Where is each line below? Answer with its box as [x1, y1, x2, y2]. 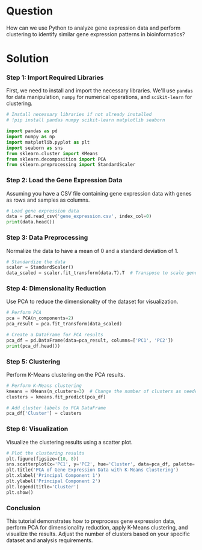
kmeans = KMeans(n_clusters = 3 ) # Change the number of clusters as [6, 388, 182, 394]
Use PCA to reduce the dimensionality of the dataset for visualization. [6, 298, 179, 305]
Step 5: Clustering [6, 357, 61, 366]
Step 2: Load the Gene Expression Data [6, 176, 123, 185]
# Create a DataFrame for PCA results [6, 332, 103, 338]
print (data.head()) [6, 219, 55, 225]
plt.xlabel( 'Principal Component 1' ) [6, 473, 101, 479]
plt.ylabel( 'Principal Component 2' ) [6, 478, 101, 484]
